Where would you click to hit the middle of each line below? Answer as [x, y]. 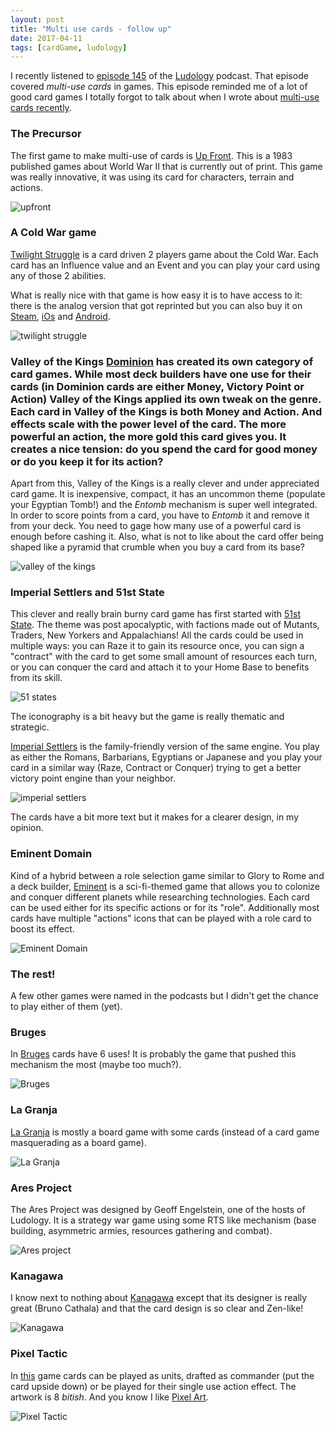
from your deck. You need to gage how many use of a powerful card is [156, 526]
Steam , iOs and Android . [60, 316]
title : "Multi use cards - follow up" [91, 29]
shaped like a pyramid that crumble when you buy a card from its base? [157, 547]
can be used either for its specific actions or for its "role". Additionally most [165, 907]
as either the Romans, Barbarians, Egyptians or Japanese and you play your [166, 757]
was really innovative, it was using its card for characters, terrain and [152, 177]
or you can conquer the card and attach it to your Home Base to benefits [160, 667]
